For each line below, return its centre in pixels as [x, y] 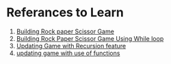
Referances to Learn [65, 13]
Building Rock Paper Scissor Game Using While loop [90, 38]
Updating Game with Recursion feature [71, 46]
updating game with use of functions [68, 53]
